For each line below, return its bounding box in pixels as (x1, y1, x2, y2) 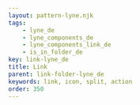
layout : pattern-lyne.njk (8, 11, 93, 20)
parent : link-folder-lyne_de (8, 70, 104, 78)
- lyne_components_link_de (22, 41, 112, 49)
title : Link (8, 63, 47, 71)
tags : (8, 19, 26, 27)
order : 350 (8, 84, 44, 93)
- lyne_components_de (22, 33, 93, 42)
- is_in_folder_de (22, 48, 83, 56)
